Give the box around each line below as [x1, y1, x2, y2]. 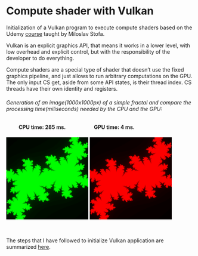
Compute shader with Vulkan [6, 4, 154, 18]
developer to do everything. [6, 54, 75, 61]
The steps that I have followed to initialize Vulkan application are [6, 237, 164, 244]
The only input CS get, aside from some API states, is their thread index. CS [6, 79, 192, 86]
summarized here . [6, 243, 51, 250]
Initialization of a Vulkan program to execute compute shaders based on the [6, 24, 193, 31]
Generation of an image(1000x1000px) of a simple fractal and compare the [6, 98, 191, 106]
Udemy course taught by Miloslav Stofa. [6, 30, 105, 37]
